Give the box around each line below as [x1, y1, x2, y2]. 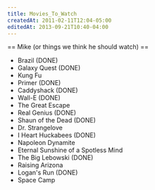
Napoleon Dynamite [17, 139, 75, 147]
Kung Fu [17, 71, 42, 80]
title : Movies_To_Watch [7, 10, 77, 18]
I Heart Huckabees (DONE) [17, 131, 97, 139]
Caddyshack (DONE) [17, 86, 79, 95]
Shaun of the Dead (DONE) [17, 116, 97, 125]
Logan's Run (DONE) [17, 168, 78, 177]
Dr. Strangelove [17, 124, 63, 132]
